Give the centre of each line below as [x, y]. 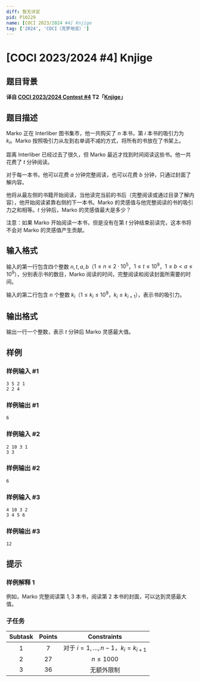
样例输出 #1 [22, 405]
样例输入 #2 [23, 434]
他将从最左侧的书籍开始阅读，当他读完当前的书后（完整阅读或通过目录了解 [98, 194]
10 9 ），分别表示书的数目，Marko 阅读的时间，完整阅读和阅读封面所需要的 [96, 274]
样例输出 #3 [23, 531]
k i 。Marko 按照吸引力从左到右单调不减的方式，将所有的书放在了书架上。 [95, 141]
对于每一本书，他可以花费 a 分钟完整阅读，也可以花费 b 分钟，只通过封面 [96, 175]
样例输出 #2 [23, 468]
